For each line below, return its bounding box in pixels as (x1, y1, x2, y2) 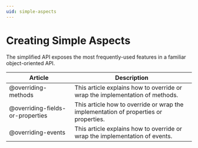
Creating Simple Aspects (6, 33, 131, 47)
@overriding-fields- (9, 104, 66, 112)
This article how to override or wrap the (74, 100, 184, 109)
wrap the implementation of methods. (74, 90, 179, 99)
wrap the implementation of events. (74, 132, 173, 140)
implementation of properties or (74, 107, 163, 116)
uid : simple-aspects (6, 8, 57, 15)
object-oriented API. (6, 59, 55, 66)
